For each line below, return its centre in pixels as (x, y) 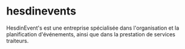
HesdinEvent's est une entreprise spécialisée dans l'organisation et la (93, 28)
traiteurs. (18, 41)
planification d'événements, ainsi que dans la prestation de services (91, 34)
